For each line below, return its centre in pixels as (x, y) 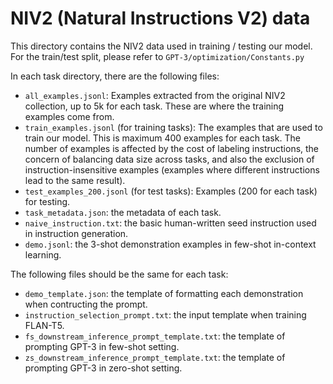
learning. (43, 254)
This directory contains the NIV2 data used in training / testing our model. (161, 46)
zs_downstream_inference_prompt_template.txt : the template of (155, 357)
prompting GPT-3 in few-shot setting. (102, 346)
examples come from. (69, 116)
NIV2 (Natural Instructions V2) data (160, 18)
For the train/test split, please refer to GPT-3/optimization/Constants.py (157, 56)
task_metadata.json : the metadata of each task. (123, 212)
